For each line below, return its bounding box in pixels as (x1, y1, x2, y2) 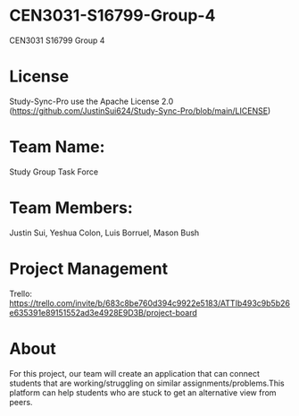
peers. (9, 396, 33, 407)
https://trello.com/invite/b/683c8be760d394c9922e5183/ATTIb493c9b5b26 (9, 297, 290, 309)
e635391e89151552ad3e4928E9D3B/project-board (9, 307, 198, 318)
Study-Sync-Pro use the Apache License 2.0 (9, 96, 174, 106)
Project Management (9, 259, 168, 278)
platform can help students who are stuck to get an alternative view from (9, 386, 277, 398)
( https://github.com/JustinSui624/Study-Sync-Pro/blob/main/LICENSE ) (9, 105, 271, 116)
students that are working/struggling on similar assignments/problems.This (9, 378, 285, 388)
